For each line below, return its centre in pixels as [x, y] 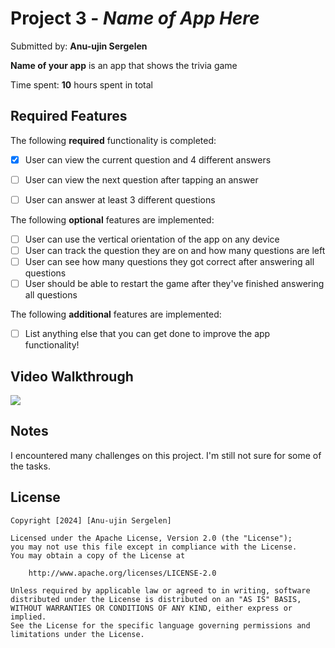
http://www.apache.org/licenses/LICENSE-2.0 [122, 573]
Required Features [69, 116]
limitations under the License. [77, 634]
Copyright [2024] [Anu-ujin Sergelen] [91, 520]
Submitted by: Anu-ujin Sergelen [79, 46]
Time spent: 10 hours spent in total [81, 84]
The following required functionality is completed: [113, 140]
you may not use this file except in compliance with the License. [154, 547]
